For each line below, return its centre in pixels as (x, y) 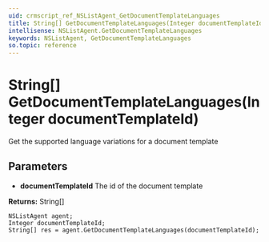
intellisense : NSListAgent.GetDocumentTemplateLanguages (105, 30)
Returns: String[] (36, 201)
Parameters (38, 166)
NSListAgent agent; (41, 216)
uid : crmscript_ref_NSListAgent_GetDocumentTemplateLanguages (114, 16)
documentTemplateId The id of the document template (111, 186)
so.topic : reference (43, 46)
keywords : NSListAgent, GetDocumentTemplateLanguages (100, 38)
